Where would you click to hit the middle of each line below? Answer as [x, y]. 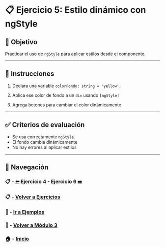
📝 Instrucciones [30, 74]
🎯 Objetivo [21, 42]
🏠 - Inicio [17, 239]
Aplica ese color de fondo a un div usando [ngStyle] [66, 95]
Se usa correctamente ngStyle [43, 137]
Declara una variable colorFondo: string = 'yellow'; [67, 86]
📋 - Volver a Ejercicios [33, 197]
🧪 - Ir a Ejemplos [25, 212]
